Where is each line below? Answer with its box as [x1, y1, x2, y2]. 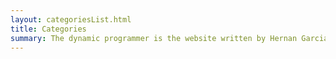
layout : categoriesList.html [10, 14, 132, 25]
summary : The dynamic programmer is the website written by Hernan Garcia [10, 33, 329, 43]
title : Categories [10, 24, 87, 34]
